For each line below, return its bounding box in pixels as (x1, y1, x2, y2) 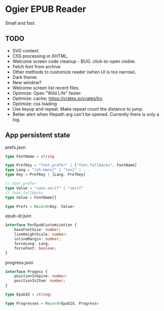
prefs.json (5, 144, 26, 150)
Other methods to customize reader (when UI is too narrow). (12, 69, 137, 75)
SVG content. (12, 47, 40, 53)
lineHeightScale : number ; (14, 232, 68, 237)
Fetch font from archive (12, 63, 61, 69)
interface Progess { (5, 269, 48, 274)
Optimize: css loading (12, 101, 57, 107)
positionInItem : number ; (14, 278, 66, 284)
